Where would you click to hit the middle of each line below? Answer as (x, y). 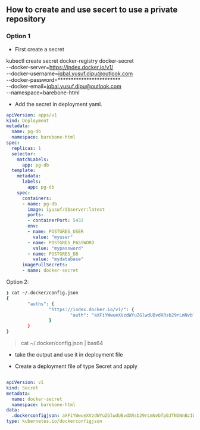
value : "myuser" (53, 237)
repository (26, 19)
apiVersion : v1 (25, 383)
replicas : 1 (26, 148)
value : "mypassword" (58, 248)
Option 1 (18, 36)
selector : (24, 154)
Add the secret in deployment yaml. (58, 104)
